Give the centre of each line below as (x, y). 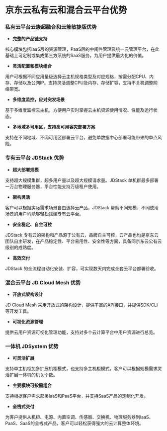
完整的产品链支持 (30, 39)
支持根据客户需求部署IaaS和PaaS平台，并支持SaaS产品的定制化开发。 (77, 396)
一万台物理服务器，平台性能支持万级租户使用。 (53, 186)
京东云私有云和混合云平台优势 (66, 10)
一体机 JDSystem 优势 (32, 346)
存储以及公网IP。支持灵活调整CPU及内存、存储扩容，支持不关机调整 (83, 83)
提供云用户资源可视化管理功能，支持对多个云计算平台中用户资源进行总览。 (81, 332)
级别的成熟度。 (20, 247)
